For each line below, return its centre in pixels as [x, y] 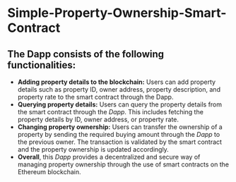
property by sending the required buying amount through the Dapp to [119, 134]
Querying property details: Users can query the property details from [120, 104]
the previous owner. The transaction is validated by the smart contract [120, 142]
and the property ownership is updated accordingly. [93, 149]
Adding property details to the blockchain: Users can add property [117, 82]
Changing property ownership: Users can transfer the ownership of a [120, 127]
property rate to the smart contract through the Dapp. [95, 97]
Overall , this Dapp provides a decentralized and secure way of [109, 157]
